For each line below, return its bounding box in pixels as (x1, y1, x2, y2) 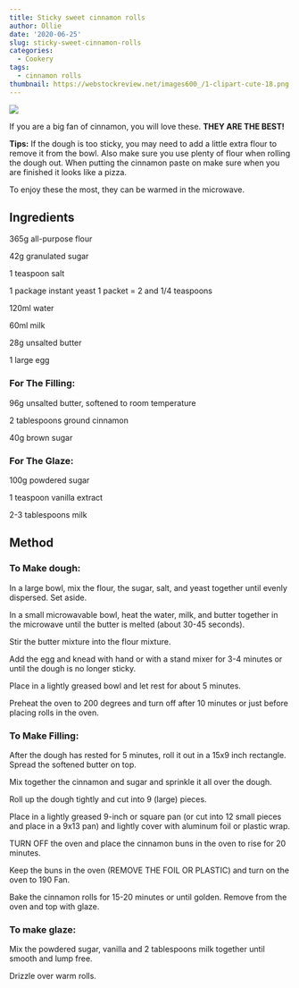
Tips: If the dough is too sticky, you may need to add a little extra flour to (9, 138, 278, 148)
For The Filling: (9, 377, 76, 390)
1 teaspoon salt (9, 268, 65, 279)
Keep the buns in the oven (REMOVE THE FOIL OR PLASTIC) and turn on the (9, 865, 290, 876)
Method (9, 536, 54, 551)
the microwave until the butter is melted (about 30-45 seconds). (9, 619, 245, 629)
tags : (9, 63, 29, 72)
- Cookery (17, 55, 54, 63)
